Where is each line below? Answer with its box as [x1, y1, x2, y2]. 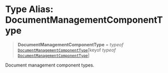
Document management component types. [5, 62, 94, 68]
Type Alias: [5, 4, 54, 15]
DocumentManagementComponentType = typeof [17, 41, 124, 47]
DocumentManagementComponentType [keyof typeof [17, 47, 116, 53]
